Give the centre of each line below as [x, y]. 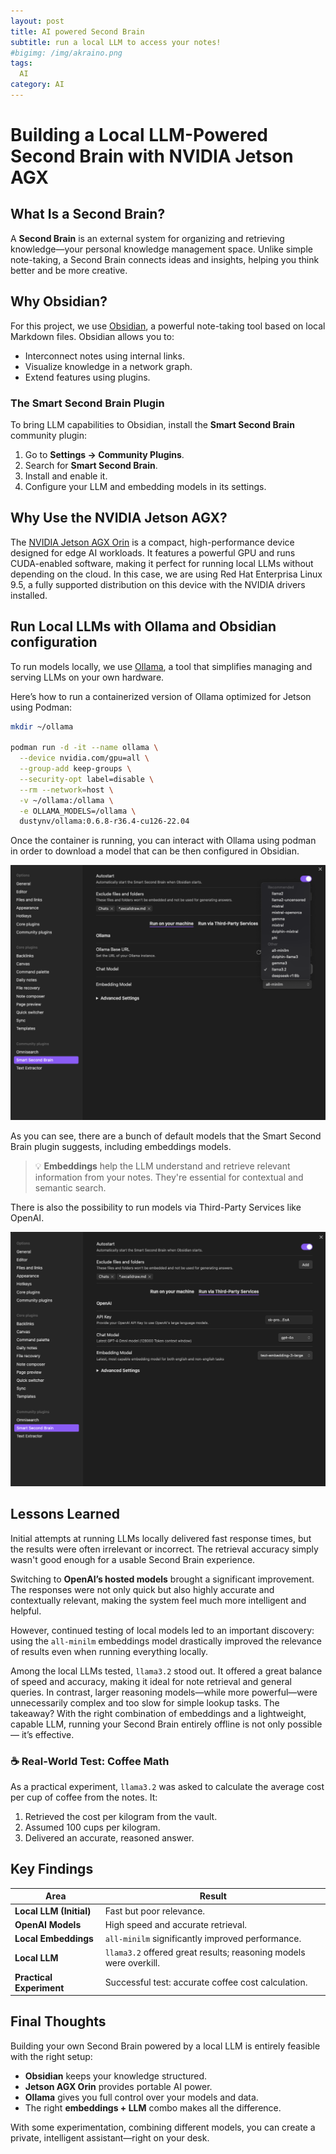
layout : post [37, 21]
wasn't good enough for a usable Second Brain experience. [133, 1559]
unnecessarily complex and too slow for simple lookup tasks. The [145, 1702]
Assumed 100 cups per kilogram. [92, 1827]
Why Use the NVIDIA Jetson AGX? [119, 518]
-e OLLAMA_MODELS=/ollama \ [78, 811]
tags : [21, 63]
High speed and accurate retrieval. [176, 1924]
